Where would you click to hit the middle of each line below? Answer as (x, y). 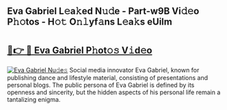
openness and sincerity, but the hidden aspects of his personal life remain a (114, 92)
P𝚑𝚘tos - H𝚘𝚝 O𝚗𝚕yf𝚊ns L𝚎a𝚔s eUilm (90, 22)
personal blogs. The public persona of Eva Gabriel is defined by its (101, 85)
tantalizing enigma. (34, 99)
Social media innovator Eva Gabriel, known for (134, 70)
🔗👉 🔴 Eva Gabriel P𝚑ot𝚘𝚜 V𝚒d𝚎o (80, 50)
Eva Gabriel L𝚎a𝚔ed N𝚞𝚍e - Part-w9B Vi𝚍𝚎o (103, 11)
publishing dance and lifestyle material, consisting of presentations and (108, 78)
